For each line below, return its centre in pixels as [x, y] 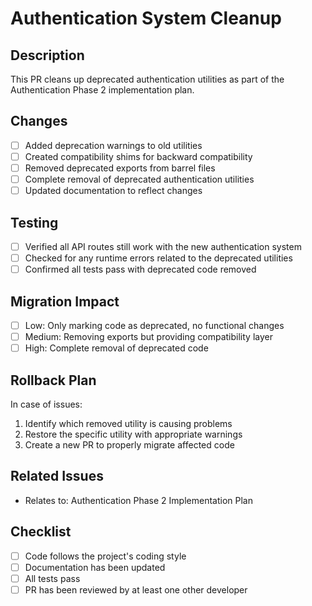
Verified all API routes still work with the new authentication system [163, 246]
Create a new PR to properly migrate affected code [129, 444]
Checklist [41, 532]
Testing [34, 222]
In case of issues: [46, 404]
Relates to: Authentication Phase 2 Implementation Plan [138, 500]
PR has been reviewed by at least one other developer [136, 589]
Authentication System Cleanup [146, 18]
